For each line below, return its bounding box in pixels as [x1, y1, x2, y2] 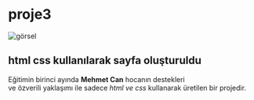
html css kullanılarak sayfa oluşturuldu [8, 54, 201, 67]
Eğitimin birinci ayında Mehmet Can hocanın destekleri [8, 74, 186, 84]
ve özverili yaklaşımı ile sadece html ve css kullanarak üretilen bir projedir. [8, 83, 247, 92]
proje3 [8, 5, 52, 23]
